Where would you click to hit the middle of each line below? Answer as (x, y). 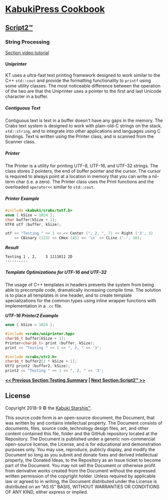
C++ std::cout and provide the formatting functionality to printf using (78, 80)
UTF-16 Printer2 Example (32, 316)
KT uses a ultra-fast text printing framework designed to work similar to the (83, 75)
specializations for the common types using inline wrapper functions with (81, 301)
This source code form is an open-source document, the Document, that (80, 418)
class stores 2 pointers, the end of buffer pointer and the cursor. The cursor (83, 171)
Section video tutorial (27, 52)
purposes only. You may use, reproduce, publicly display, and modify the (80, 449)
